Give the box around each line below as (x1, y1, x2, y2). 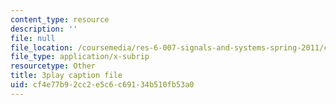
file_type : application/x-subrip (10, 52, 150, 62)
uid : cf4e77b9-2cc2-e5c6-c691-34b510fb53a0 (10, 80, 195, 90)
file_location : (10, 42, 74, 53)
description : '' (10, 24, 78, 34)
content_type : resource (10, 14, 110, 25)
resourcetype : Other (10, 61, 97, 71)
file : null (10, 33, 56, 43)
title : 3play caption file (10, 71, 123, 81)
